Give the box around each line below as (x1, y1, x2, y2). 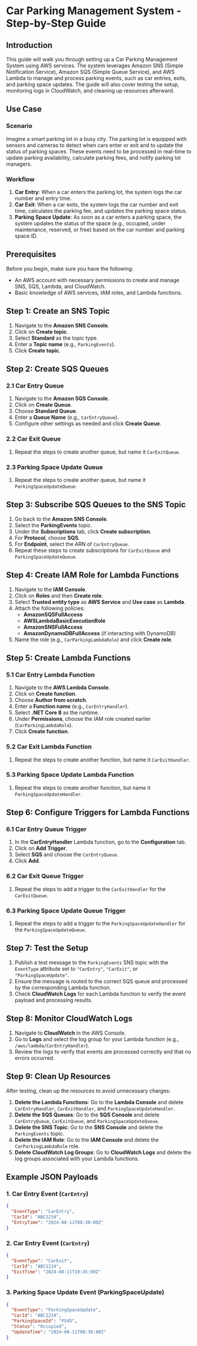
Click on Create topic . (14, 328, 69, 335)
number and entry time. (14, 195, 72, 202)
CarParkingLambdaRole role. (14, 1143, 80, 1150)
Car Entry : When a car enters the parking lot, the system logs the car (14, 188, 182, 195)
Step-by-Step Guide (6, 17, 106, 30)
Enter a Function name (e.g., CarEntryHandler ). (14, 703, 129, 710)
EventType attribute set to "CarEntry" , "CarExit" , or (14, 965, 138, 972)
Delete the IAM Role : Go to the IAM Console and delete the (14, 1136, 159, 1143)
